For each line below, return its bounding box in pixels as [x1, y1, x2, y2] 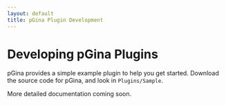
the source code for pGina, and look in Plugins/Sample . [7, 77, 164, 85]
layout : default [7, 10, 54, 17]
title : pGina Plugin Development [7, 17, 104, 23]
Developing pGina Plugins [7, 46, 159, 62]
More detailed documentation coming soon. [7, 90, 132, 98]
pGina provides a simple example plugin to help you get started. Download [7, 69, 219, 77]
